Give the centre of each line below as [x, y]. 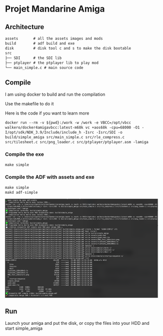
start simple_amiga [24, 328]
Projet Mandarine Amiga [55, 9]
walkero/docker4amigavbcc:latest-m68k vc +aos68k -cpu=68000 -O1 [72, 127]
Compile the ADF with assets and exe [50, 177]
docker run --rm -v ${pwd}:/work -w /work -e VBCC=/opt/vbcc [68, 122]
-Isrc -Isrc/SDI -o [103, 132]
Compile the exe [25, 154]
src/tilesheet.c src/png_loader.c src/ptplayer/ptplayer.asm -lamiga [77, 142]
